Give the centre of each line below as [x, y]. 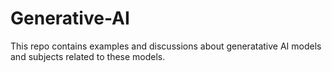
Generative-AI [70, 18]
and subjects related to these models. [88, 56]
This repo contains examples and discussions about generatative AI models [166, 46]
